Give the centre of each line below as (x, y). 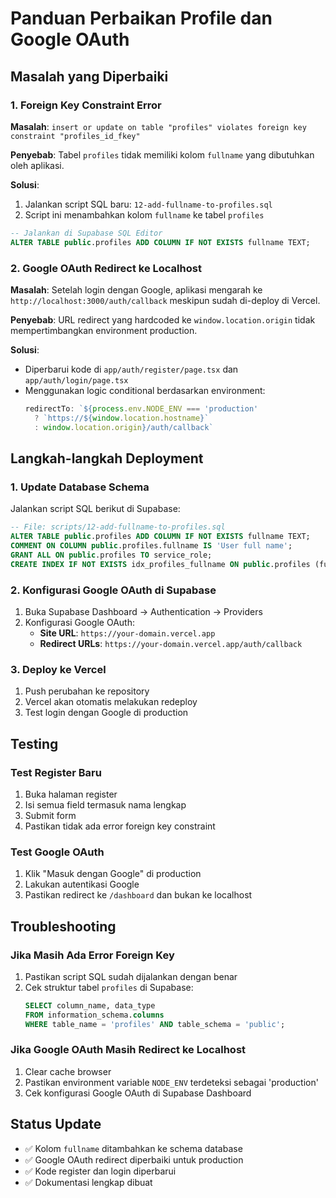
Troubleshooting (63, 926)
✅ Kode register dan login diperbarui (100, 1171)
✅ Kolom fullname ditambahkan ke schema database (133, 1148)
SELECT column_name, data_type (90, 1005)
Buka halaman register (71, 794)
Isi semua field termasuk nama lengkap (105, 804)
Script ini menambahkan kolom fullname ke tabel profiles (144, 214)
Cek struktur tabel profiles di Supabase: (109, 987)
